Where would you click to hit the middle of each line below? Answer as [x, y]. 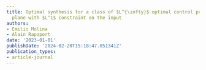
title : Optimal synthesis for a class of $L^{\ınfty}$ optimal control [100, 12]
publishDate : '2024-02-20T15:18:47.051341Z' [64, 46]
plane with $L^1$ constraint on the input [67, 18]
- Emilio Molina [27, 29]
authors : [17, 23]
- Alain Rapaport [29, 35]
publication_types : [31, 52]
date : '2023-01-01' [31, 40]
